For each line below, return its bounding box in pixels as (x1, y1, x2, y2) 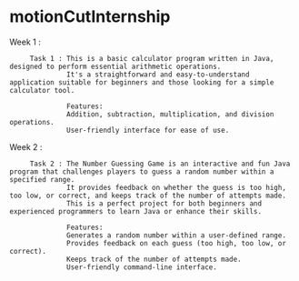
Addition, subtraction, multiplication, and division (66, 109, 274, 119)
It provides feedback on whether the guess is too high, (66, 183, 286, 192)
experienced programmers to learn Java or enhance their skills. (9, 206, 262, 216)
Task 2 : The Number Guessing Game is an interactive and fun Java (29, 159, 291, 168)
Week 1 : (9, 36, 41, 47)
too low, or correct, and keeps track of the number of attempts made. (9, 191, 286, 200)
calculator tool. (9, 85, 75, 95)
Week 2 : (9, 141, 43, 152)
